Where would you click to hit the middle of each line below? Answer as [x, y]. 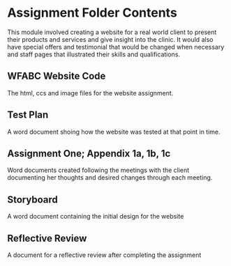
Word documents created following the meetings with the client [98, 170]
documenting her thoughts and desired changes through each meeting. [110, 178]
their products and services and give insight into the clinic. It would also [110, 39]
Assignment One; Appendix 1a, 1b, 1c [89, 154]
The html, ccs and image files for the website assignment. [90, 93]
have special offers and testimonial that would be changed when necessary [116, 47]
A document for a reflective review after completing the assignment [104, 255]
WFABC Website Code [57, 76]
